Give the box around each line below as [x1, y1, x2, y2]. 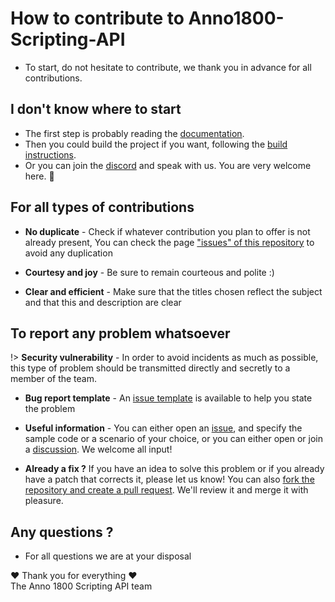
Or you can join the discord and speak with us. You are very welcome [24, 159, 312, 171]
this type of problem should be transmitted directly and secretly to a [10, 362, 291, 374]
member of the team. [10, 373, 98, 385]
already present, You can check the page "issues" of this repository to [24, 236, 315, 248]
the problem [24, 403, 76, 415]
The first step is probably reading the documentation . [24, 127, 245, 139]
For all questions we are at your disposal [24, 550, 192, 562]
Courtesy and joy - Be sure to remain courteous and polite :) [24, 266, 275, 278]
